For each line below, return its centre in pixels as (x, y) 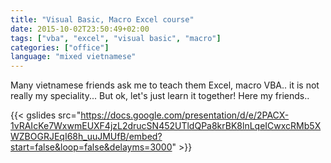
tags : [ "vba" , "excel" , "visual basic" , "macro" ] (116, 38)
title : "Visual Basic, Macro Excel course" (102, 19)
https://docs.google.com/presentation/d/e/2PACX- (185, 115)
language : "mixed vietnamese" (73, 57)
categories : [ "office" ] (60, 47)
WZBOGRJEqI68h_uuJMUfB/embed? (86, 137)
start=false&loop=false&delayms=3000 (91, 147)
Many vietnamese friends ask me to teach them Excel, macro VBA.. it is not (165, 85)
